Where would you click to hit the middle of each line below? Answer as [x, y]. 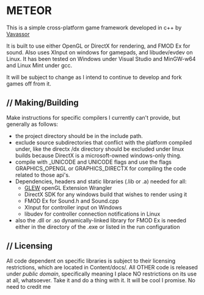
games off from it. [29, 84]
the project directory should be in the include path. [79, 136]
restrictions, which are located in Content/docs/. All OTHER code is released [102, 267]
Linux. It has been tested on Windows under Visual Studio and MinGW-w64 [101, 59]
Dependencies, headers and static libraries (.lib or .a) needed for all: [101, 181]
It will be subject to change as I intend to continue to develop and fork [94, 77]
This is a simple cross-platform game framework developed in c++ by [94, 27]
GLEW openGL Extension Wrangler [68, 188]
